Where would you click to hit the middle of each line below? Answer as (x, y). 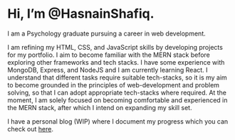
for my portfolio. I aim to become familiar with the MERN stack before (109, 55)
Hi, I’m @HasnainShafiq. (81, 14)
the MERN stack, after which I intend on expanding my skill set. (100, 107)
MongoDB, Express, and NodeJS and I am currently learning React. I (108, 70)
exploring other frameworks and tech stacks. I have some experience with (116, 62)
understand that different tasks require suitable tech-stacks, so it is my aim (117, 77)
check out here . (30, 129)
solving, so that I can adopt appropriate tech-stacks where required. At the (117, 92)
